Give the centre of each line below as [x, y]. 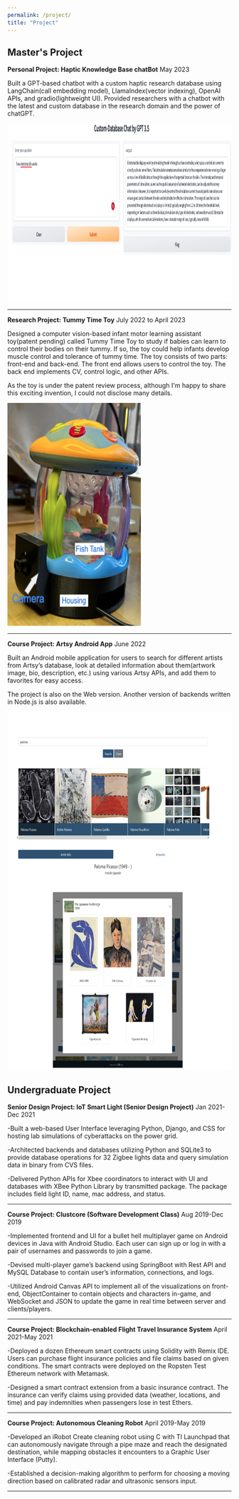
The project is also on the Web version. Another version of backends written [119, 695]
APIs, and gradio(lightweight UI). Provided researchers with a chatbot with [116, 98]
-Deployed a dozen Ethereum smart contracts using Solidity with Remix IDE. [118, 1351]
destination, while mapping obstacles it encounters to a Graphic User [108, 1452]
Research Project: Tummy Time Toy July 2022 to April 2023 [97, 320]
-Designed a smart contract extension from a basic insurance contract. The [118, 1388]
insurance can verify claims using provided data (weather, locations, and [114, 1395]
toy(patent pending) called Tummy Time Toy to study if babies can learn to [117, 342]
